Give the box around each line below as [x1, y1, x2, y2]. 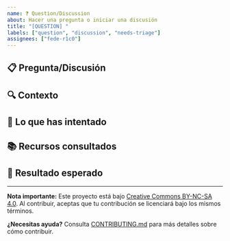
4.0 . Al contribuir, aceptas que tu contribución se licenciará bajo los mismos [7, 199, 221, 207]
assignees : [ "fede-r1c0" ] [7, 36, 81, 43]
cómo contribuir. [7, 227, 53, 236]
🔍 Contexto [7, 89, 59, 101]
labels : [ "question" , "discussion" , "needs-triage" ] [7, 29, 161, 36]
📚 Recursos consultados [7, 140, 117, 152]
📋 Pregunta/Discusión [7, 62, 106, 73]
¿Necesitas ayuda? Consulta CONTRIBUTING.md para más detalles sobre [7, 220, 217, 228]
